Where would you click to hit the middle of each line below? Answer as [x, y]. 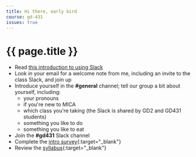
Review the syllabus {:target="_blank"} [61, 148]
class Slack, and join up [43, 80]
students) [35, 117]
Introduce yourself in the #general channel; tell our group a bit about [97, 86]
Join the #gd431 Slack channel [52, 135]
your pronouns [41, 98]
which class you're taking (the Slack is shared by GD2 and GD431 [102, 111]
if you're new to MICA [49, 104]
